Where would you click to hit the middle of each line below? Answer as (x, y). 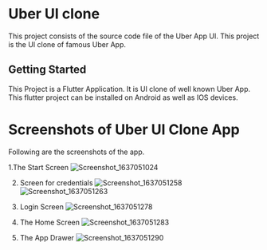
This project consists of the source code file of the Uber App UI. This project (134, 36)
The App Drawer (47, 237)
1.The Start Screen (39, 167)
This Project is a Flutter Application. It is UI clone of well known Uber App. (130, 89)
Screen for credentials (56, 183)
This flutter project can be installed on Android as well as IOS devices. (123, 97)
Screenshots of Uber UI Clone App (124, 129)
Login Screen (41, 206)
